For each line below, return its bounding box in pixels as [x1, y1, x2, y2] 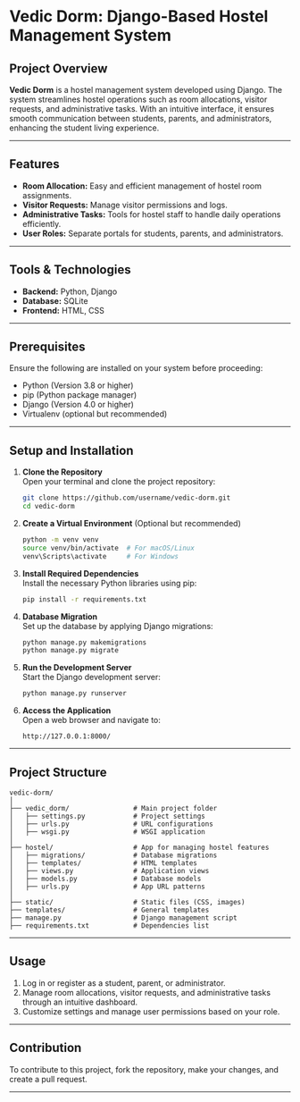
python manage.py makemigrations [21, 637, 147, 647]
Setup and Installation [9, 442, 134, 458]
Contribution [9, 1040, 82, 1056]
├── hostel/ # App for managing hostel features [9, 843, 270, 852]
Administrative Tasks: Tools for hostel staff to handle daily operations [21, 208, 281, 220]
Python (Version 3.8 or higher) [21, 380, 134, 391]
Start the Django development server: [21, 672, 161, 683]
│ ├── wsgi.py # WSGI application [9, 827, 205, 837]
